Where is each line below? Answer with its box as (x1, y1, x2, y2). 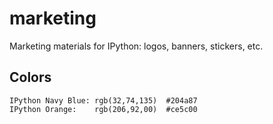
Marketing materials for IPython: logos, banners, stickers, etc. (9, 40, 264, 52)
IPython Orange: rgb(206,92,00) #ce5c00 (9, 104, 198, 114)
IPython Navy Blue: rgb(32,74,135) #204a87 (9, 95, 198, 106)
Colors (9, 69, 52, 86)
